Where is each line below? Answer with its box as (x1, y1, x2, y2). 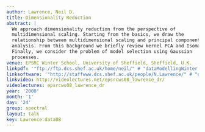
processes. (12, 54, 40, 60)
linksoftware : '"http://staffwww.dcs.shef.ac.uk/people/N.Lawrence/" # (6, 71, 192, 77)
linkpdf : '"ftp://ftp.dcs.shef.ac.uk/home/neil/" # (6, 65, 140, 72)
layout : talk (6, 111, 40, 117)
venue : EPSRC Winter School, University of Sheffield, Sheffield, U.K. (6, 60, 192, 66)
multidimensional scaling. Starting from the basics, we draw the (12, 32, 184, 38)
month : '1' (6, 94, 34, 100)
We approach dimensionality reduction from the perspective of (12, 26, 176, 32)
